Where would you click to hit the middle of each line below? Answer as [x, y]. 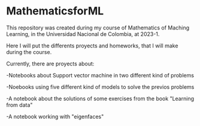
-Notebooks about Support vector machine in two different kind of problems [100, 75]
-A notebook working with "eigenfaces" [55, 116]
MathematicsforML [55, 11]
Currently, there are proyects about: [50, 64]
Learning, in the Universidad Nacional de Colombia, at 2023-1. [83, 34]
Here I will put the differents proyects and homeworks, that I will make [92, 46]
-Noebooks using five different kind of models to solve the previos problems [100, 87]
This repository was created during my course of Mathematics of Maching [98, 28]
